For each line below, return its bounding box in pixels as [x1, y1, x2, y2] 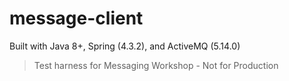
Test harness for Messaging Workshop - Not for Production [33, 59, 279, 71]
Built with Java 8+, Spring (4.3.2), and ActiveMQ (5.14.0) [9, 40, 241, 52]
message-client [9, 7, 144, 30]
